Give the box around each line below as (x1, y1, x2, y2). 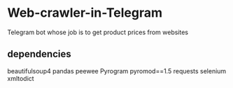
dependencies (7, 48, 71, 60)
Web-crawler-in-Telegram (7, 5, 163, 21)
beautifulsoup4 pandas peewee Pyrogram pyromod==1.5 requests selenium (7, 66, 227, 75)
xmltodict (7, 74, 34, 82)
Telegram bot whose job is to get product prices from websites (7, 28, 189, 36)
